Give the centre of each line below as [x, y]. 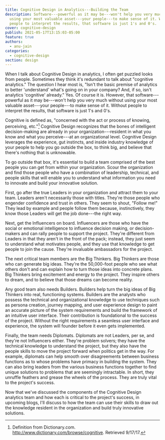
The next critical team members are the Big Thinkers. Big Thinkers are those [82, 259]
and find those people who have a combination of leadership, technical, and [82, 172]
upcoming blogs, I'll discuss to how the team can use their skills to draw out [82, 403]
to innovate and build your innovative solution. [52, 183]
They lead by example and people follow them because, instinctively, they [80, 208]
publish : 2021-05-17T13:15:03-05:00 [42, 33]
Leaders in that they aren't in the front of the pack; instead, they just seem [80, 238]
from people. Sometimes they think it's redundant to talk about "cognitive [79, 79]
